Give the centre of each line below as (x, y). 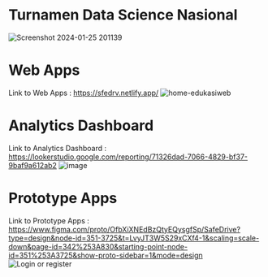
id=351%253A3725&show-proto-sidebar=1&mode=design (106, 255)
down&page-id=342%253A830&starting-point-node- (98, 246)
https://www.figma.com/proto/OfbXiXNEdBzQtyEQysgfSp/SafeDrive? (125, 229)
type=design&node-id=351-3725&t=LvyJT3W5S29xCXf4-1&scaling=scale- (134, 238)
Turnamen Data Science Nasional (123, 15)
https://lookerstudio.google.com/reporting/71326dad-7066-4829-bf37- (128, 157)
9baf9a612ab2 (32, 165)
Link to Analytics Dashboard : (58, 148)
